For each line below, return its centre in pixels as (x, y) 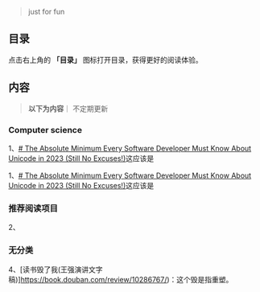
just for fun (46, 12)
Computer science (45, 130)
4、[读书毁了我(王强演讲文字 (56, 269)
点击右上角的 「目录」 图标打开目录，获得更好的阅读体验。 (105, 60)
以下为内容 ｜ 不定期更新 (68, 109)
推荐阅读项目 (33, 208)
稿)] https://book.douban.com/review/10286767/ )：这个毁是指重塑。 (121, 279)
